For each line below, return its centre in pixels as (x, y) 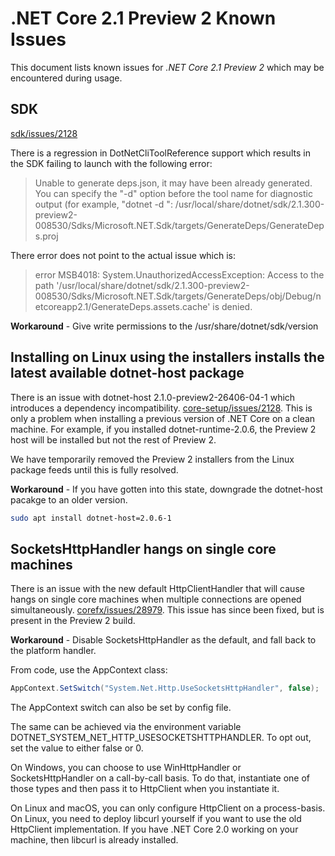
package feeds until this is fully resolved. (94, 469)
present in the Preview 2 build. (73, 621)
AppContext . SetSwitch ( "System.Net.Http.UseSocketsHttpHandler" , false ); (165, 688)
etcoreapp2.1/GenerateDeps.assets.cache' (122, 306)
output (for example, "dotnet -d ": (103, 204)
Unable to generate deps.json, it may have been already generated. (173, 183)
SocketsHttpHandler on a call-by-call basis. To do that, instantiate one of (160, 778)
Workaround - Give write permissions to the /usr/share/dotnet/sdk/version (164, 326)
